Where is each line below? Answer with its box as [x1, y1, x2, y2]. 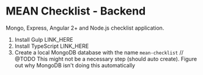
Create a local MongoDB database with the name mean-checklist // [14, 48, 184, 56]
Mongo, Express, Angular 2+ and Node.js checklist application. [6, 24, 164, 31]
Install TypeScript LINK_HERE [14, 42, 89, 50]
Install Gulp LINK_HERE [14, 36, 73, 43]
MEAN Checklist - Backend [6, 4, 146, 18]
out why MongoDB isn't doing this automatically [14, 62, 136, 69]
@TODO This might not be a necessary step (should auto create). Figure [14, 55, 197, 62]
